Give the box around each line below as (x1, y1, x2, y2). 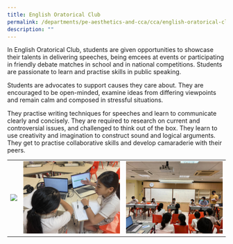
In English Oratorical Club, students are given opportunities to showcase (7, 46, 214, 54)
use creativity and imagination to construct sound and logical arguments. (7, 132, 216, 140)
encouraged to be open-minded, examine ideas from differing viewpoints (7, 89, 216, 97)
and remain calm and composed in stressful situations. (7, 96, 164, 104)
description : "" (7, 26, 54, 33)
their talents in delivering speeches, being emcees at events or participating (7, 53, 224, 62)
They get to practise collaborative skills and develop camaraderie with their (7, 139, 222, 147)
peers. (7, 146, 26, 155)
